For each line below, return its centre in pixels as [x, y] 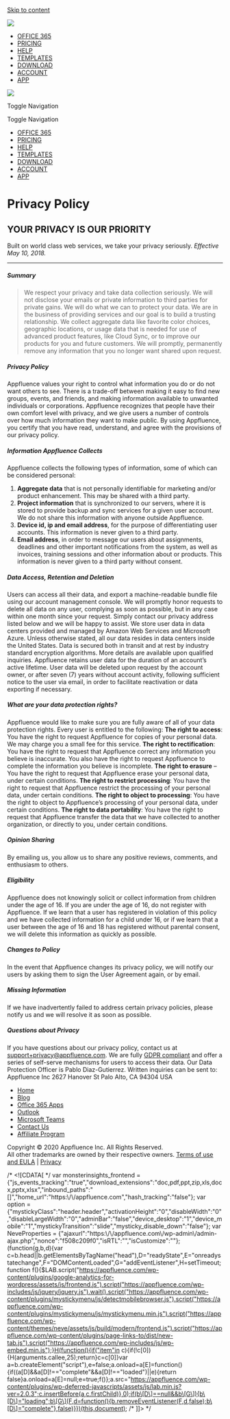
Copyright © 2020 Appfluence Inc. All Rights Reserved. [85, 1147]
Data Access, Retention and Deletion [61, 577]
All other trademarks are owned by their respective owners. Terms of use [110, 1154]
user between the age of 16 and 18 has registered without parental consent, [114, 926]
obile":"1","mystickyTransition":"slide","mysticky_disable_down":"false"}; [109, 1226]
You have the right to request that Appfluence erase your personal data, [108, 773]
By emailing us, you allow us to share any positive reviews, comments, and [112, 857]
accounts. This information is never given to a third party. [98, 532]
